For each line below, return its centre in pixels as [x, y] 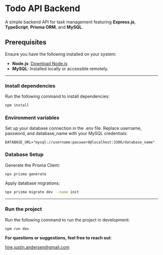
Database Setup [24, 154]
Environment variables [32, 118]
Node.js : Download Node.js [40, 63]
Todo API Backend [43, 8]
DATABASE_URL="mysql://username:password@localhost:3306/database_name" [80, 142]
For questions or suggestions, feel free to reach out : [58, 238]
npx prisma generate [26, 174]
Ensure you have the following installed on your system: [61, 54]
